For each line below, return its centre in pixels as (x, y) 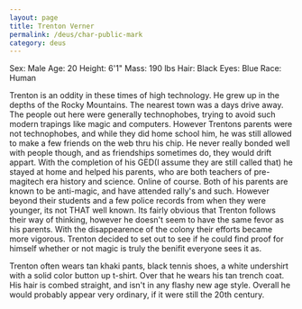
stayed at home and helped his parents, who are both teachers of (131, 172)
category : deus (38, 43)
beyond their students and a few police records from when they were (137, 201)
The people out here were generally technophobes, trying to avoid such (143, 114)
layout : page (34, 18)
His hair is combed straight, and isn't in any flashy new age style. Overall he (150, 286)
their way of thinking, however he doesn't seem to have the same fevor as (146, 220)
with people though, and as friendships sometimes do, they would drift (141, 153)
